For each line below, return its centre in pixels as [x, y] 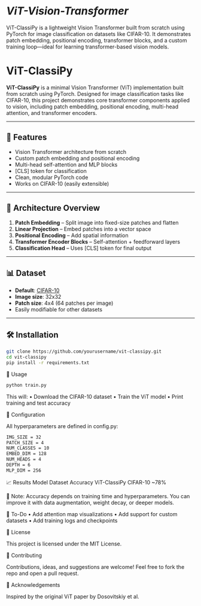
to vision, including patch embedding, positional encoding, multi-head [92, 107]
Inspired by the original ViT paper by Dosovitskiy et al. [73, 596]
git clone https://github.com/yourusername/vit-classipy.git [84, 352]
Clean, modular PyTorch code [51, 177]
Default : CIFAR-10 [37, 290]
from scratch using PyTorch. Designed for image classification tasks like [95, 93]
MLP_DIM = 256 [24, 470]
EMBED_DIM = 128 [26, 454]
